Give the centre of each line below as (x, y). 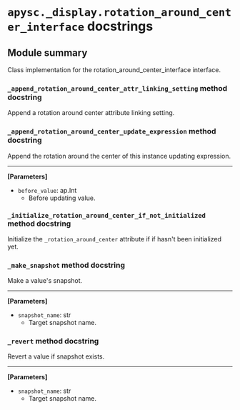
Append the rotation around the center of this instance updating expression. (119, 156)
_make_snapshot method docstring (66, 265)
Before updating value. (62, 198)
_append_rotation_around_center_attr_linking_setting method (117, 88)
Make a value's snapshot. (45, 281)
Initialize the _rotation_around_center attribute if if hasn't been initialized (114, 239)
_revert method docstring (53, 341)
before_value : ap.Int (47, 190)
